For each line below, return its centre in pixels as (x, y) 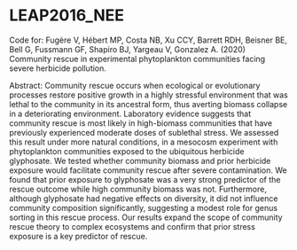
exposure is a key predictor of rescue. (78, 236)
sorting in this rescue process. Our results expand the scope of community (146, 217)
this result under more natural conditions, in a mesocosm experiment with (144, 142)
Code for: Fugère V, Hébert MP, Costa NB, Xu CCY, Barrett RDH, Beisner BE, (148, 40)
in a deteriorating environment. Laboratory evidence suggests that (130, 113)
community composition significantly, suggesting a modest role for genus (143, 207)
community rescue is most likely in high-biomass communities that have (141, 123)
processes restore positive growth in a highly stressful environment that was (148, 95)
